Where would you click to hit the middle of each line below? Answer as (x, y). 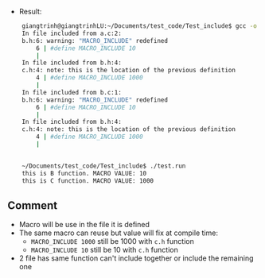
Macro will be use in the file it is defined (84, 225)
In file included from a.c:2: (72, 33)
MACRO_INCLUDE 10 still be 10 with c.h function (104, 250)
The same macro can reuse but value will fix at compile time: (118, 233)
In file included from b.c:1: (72, 92)
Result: (30, 12)
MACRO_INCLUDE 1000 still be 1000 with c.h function (112, 241)
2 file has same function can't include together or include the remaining (136, 258)
